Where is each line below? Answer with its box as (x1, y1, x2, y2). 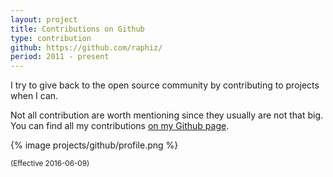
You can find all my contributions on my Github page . (10, 120, 230, 132)
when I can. (10, 90, 59, 102)
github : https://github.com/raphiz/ (10, 42, 163, 53)
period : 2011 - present (10, 52, 110, 62)
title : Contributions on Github (10, 24, 145, 34)
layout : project (10, 14, 78, 25)
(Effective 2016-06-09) (10, 159, 90, 169)
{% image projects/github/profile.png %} (10, 139, 179, 151)
